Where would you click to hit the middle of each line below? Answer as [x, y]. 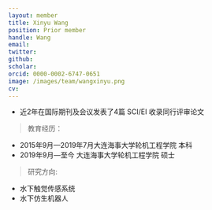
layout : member [33, 15]
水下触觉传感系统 [47, 189]
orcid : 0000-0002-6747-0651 [54, 74]
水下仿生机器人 [44, 198]
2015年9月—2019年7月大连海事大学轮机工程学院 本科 [106, 146]
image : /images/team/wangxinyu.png [67, 81]
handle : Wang [30, 37]
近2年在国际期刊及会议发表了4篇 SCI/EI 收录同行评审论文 [112, 112]
